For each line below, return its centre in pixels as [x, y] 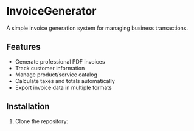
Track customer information [50, 68]
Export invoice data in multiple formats [64, 87]
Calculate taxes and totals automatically [65, 81]
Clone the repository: [42, 121]
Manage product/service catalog [56, 75]
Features [23, 47]
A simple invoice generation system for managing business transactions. [97, 28]
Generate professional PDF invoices [60, 61]
